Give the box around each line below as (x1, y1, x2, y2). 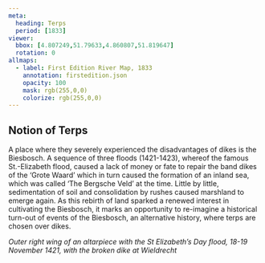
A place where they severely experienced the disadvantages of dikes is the (8, 145, 257, 155)
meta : (8, 11, 26, 20)
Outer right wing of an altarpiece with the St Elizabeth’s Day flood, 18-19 (8, 237, 248, 247)
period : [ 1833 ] (15, 26, 67, 34)
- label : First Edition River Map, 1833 (15, 64, 153, 72)
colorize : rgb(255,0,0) (22, 94, 103, 102)
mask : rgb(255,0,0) (22, 86, 88, 95)
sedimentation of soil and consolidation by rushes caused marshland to (8, 188, 245, 197)
